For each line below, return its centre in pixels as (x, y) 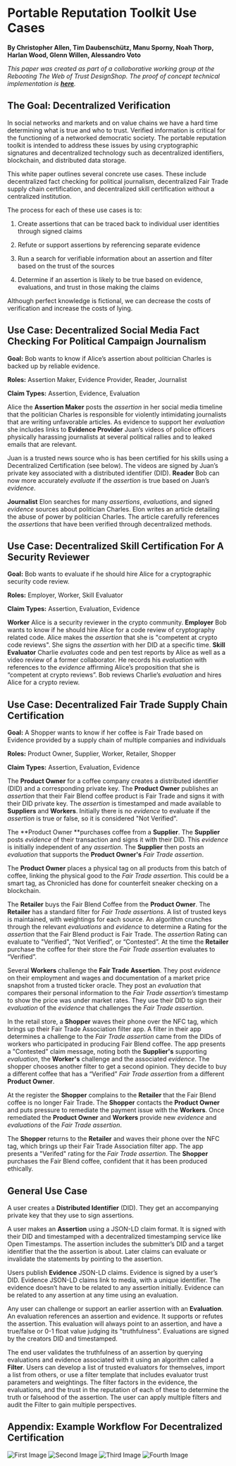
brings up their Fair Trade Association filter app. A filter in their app (104, 1029)
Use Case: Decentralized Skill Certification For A (116, 546)
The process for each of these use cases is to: (75, 210)
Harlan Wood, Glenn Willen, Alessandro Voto (74, 55)
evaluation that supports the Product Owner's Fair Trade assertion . (106, 855)
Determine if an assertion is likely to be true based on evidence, (110, 279)
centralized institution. (39, 196)
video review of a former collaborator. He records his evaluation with (107, 660)
